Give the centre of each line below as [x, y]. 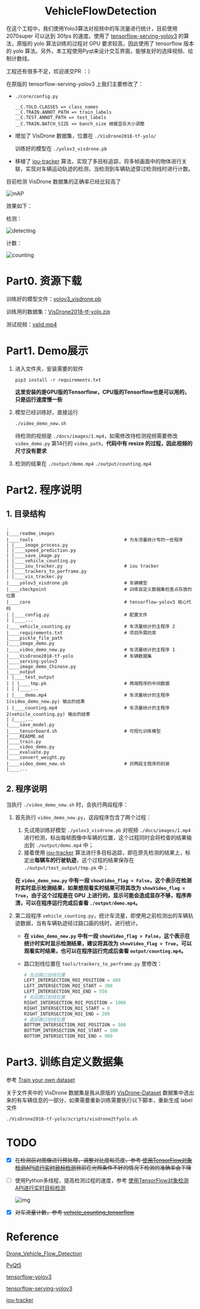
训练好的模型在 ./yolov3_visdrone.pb [61, 148]
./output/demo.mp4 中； [65, 845]
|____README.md [25, 736]
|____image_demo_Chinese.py [41, 667]
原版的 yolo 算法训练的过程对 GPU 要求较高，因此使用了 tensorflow [99, 43]
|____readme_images [31, 533]
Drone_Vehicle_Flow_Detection [44, 1253]
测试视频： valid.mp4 [31, 324]
